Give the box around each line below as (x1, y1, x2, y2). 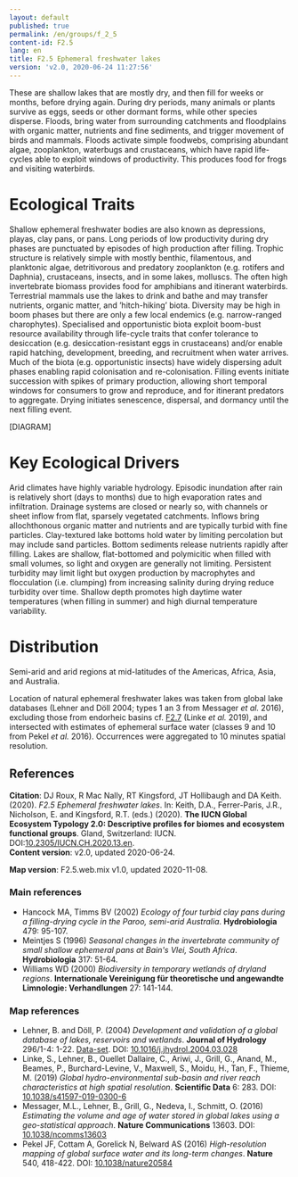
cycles (9, 153, 34, 164)
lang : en (9, 46, 42, 55)
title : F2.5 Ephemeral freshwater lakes (9, 54, 162, 63)
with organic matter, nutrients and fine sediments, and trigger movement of (9, 125, 285, 136)
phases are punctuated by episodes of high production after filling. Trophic (9, 243, 284, 253)
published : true (9, 21, 69, 30)
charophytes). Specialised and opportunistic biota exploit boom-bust (9, 319, 262, 329)
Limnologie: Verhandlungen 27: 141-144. (21, 982, 173, 993)
